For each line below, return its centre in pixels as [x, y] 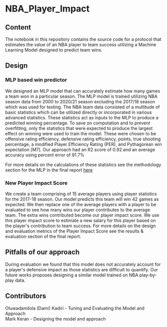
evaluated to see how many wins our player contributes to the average [78, 210]
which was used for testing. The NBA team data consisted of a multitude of [82, 107]
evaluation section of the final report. [43, 236]
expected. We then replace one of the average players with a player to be [81, 204]
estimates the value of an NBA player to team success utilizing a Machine [81, 45]
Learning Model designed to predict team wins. [54, 50]
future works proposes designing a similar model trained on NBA [72, 275]
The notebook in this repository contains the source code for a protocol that [83, 39]
